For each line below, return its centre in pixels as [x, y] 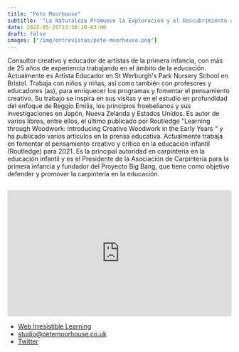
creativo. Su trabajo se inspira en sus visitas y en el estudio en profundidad [117, 98]
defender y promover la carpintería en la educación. [84, 174]
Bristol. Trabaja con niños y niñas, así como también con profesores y [110, 83]
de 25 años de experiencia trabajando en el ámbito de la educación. [107, 68]
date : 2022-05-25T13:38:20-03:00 [57, 27]
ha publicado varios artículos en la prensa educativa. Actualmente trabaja [115, 137]
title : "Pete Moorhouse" [44, 14]
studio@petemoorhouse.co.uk [62, 334]
